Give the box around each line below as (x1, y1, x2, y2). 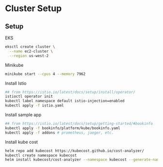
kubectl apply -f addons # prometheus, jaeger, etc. (5, 130, 114, 135)
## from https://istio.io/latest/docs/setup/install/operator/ (5, 90, 136, 94)
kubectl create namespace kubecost (5, 153, 77, 158)
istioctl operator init (5, 94, 53, 99)
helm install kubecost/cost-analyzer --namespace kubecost (5, 157, 127, 162)
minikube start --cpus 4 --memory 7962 (5, 71, 86, 76)
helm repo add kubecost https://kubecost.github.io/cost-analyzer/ (5, 148, 145, 153)
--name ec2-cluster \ (9, 49, 53, 54)
